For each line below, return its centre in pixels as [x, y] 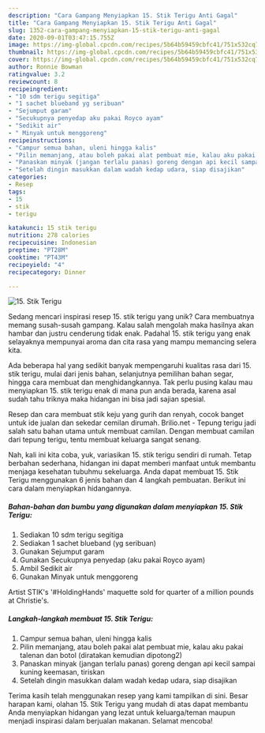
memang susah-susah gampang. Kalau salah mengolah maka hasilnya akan [131, 325]
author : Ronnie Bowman [45, 67]
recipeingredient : [38, 89]
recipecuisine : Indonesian [52, 243]
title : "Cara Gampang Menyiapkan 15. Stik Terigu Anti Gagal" [112, 23]
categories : [28, 177]
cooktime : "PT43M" [38, 257]
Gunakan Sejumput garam [62, 552]
